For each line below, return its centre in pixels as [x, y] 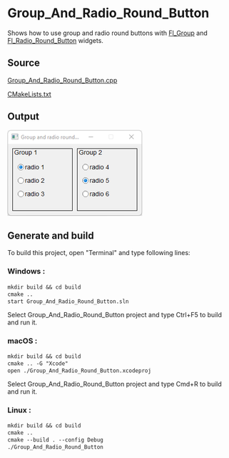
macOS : [22, 341]
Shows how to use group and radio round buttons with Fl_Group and [108, 33]
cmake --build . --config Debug [55, 440]
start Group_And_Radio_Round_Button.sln [68, 302]
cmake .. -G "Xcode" [38, 363]
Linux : [19, 410]
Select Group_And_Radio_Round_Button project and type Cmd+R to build [115, 384]
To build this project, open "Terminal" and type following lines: [99, 253]
